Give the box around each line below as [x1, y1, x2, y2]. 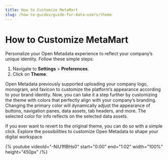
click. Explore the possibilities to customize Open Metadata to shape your [5, 129, 158, 135]
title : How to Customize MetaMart [5, 7, 78, 13]
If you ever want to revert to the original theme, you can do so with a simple [5, 123, 163, 129]
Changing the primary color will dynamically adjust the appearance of [5, 102, 151, 109]
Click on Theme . [12, 71, 48, 77]
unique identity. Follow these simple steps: [5, 56, 94, 62]
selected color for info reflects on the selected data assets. [5, 113, 128, 119]
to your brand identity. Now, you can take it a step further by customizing [5, 92, 158, 98]
